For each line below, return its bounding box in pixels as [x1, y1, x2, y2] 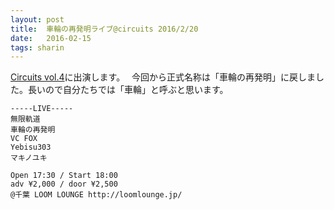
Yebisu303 [10, 142, 52, 153]
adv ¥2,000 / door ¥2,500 [10, 179, 118, 190]
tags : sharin [10, 42, 65, 53]
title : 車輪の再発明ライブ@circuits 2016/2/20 [10, 24, 199, 34]
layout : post [10, 14, 65, 25]
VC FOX [10, 134, 38, 144]
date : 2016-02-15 [10, 33, 92, 43]
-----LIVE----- [10, 104, 74, 114]
